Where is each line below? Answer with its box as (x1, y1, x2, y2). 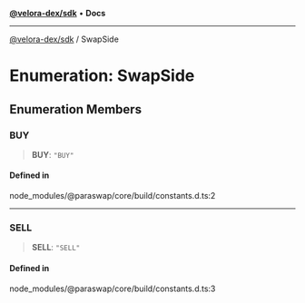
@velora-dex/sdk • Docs (9, 8, 106, 18)
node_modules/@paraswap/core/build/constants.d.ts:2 (9, 191, 216, 201)
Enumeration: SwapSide (9, 65, 195, 86)
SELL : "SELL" (31, 242, 81, 253)
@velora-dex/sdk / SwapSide (9, 34, 120, 44)
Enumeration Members (9, 102, 143, 117)
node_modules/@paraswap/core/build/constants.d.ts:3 (9, 283, 216, 294)
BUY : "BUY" (31, 149, 74, 160)
